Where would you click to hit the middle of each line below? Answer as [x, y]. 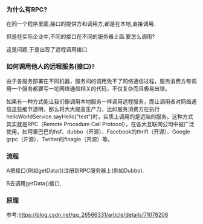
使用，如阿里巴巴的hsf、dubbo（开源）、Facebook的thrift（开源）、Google [98, 132]
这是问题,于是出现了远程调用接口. [48, 50]
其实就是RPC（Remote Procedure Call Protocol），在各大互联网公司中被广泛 [100, 124]
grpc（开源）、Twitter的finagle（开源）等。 [60, 139]
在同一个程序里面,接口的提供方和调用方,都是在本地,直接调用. [81, 24]
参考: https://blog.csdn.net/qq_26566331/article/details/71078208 [87, 215]
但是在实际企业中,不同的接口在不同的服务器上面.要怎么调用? [81, 37]
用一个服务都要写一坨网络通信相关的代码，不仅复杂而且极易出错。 [88, 88]
